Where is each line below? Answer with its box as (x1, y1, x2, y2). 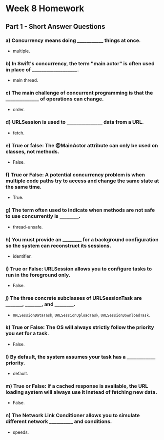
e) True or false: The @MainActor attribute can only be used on (5, 142, 158, 149)
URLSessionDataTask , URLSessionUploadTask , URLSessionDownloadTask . (12, 312, 150, 318)
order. (12, 107, 25, 113)
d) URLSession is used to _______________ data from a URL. (5, 119, 144, 126)
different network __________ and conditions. (5, 418, 112, 425)
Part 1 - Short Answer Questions (5, 22, 105, 31)
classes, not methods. (5, 148, 60, 155)
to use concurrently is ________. (5, 213, 81, 220)
